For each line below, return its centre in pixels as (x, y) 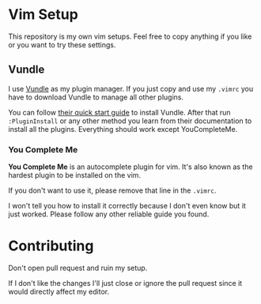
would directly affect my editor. (59, 291)
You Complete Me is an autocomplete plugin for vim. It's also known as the (130, 167)
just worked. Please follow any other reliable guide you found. (109, 214)
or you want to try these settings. (62, 44)
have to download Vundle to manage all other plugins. (96, 97)
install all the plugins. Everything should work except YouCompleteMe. (123, 129)
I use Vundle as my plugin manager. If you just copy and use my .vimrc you (131, 88)
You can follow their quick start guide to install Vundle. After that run (119, 112)
